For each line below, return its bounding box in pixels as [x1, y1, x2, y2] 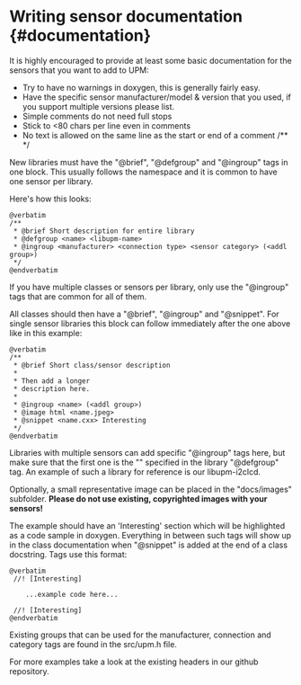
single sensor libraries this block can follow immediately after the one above [9, 317, 291, 329]
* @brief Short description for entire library [13, 227, 195, 236]
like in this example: [9, 327, 83, 338]
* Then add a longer [13, 376, 91, 386]
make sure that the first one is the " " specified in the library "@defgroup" [9, 457, 279, 467]
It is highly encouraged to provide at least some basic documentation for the [9, 55, 292, 66]
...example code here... [25, 590, 119, 599]
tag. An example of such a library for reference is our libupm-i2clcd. [9, 466, 261, 477]
